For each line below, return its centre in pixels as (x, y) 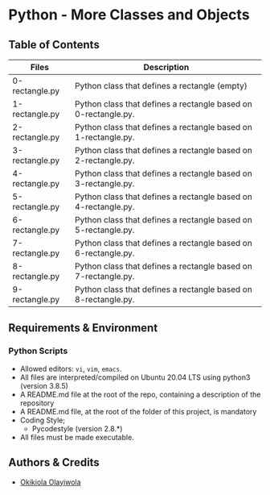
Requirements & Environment (83, 328)
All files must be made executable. (77, 437)
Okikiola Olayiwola (51, 482)
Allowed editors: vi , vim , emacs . (71, 368)
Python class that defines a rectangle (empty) (161, 86)
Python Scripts (38, 351)
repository (37, 403)
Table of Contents (54, 45)
